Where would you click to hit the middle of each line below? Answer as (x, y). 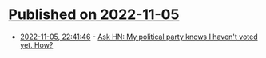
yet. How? (36, 44)
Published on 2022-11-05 (94, 15)
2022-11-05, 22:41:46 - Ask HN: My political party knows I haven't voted (139, 37)
